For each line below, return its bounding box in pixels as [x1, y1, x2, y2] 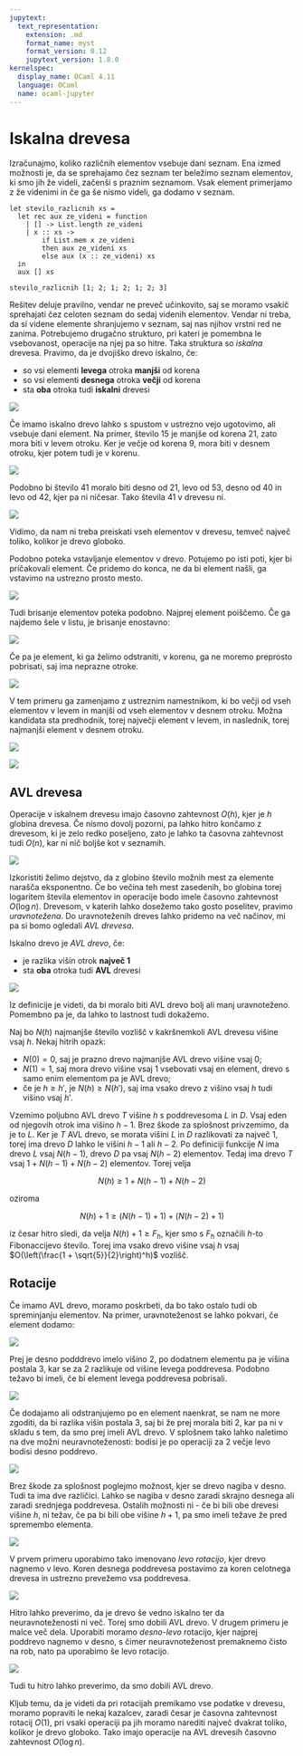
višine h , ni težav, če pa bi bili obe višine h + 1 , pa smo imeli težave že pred [9, 1509, 288, 1520]
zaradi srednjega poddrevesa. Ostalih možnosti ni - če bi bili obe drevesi [9, 1500, 279, 1511]
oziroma [9, 1193, 40, 1204]
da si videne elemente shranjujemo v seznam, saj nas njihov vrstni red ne [9, 319, 282, 330]
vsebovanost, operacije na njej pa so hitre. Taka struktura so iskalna [9, 338, 263, 349]
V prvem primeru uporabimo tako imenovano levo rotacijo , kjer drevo [9, 1553, 267, 1564]
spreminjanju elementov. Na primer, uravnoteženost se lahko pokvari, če [9, 1310, 279, 1320]
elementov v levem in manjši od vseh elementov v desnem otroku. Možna [9, 705, 283, 716]
